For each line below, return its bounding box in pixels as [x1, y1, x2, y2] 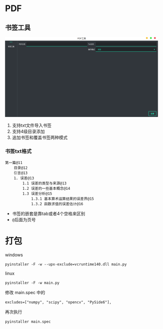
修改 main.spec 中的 [5, 289, 45, 295]
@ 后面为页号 [12, 216, 36, 222]
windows [5, 252, 23, 258]
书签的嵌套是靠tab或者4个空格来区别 [12, 211, 85, 216]
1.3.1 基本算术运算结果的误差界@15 [31, 196, 95, 201]
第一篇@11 [5, 160, 23, 165]
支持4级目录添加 [12, 129, 45, 134]
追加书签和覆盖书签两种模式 [12, 134, 68, 141]
